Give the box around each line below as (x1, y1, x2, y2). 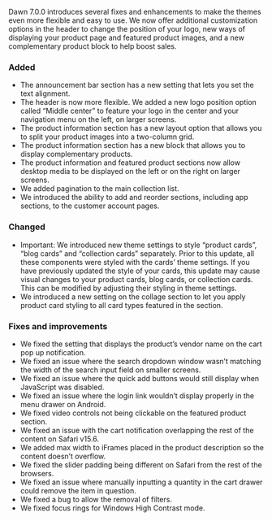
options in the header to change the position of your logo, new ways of (8, 24, 246, 33)
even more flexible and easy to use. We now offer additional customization (8, 15, 258, 25)
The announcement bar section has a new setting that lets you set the (19, 80, 254, 90)
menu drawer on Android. (19, 399, 106, 409)
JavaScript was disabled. (19, 382, 105, 392)
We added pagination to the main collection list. (19, 184, 180, 193)
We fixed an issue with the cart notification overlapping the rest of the (19, 425, 254, 435)
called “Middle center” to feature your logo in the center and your (19, 106, 240, 116)
